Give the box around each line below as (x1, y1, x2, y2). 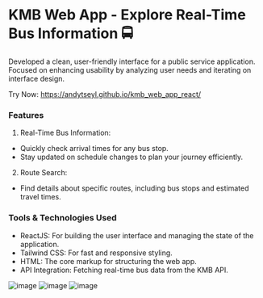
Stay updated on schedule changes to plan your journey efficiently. (19, 152, 244, 162)
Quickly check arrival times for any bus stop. (19, 144, 169, 153)
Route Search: (19, 168, 68, 178)
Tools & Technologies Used (8, 212, 117, 224)
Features (8, 109, 44, 120)
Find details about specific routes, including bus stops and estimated (19, 183, 249, 193)
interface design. (8, 73, 65, 83)
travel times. (19, 192, 62, 202)
